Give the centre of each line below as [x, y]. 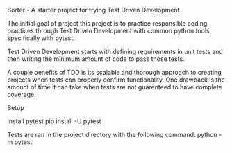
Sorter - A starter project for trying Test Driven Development [93, 10]
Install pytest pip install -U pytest [55, 121]
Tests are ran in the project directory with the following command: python [112, 135]
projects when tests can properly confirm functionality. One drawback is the [116, 80]
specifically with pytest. [41, 38]
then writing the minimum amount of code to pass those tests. [96, 59]
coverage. [22, 94]
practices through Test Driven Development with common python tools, [109, 31]
